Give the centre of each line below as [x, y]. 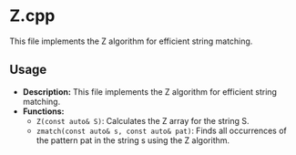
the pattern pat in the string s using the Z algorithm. [133, 140]
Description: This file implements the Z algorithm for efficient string [150, 91]
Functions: [43, 111]
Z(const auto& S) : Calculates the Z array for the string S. [143, 120]
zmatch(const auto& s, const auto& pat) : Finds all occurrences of [161, 130]
